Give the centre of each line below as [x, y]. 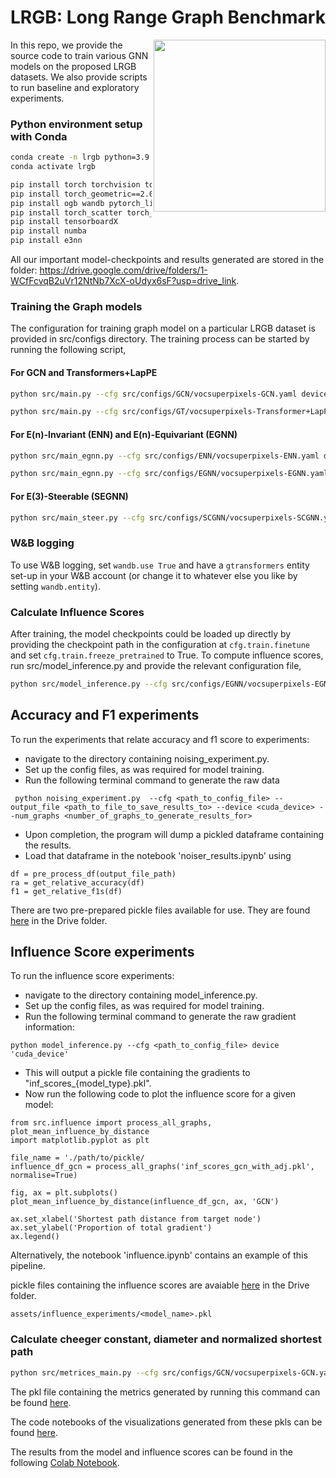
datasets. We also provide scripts [79, 77]
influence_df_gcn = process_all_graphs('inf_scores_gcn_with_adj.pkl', [162, 1167]
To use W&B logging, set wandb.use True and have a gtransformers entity [160, 565]
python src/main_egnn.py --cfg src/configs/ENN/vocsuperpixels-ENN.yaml [165, 456]
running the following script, [68, 350]
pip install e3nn [46, 241]
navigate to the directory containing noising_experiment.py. [147, 758]
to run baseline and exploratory [75, 87]
